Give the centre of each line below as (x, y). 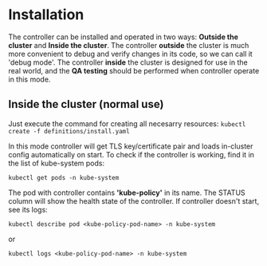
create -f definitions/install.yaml (69, 131)
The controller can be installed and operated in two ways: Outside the (124, 37)
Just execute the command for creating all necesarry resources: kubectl (127, 123)
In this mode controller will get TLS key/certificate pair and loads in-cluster (131, 146)
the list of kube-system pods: (57, 163)
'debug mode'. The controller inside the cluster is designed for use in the (128, 62)
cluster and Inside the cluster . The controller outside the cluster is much (129, 45)
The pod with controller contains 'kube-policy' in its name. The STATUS (127, 193)
